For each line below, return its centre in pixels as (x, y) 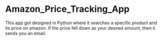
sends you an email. (26, 33)
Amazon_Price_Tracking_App (67, 9)
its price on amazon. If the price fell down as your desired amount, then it (80, 28)
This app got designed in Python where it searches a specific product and (81, 23)
